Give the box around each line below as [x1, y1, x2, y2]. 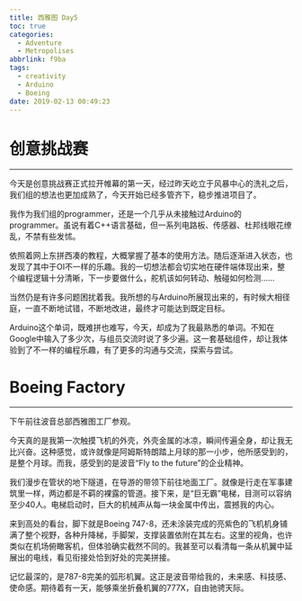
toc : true [9, 22, 47, 31]
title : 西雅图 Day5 [9, 13, 78, 22]
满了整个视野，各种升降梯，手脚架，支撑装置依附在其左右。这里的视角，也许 [9, 530, 293, 541]
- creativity [17, 72, 67, 81]
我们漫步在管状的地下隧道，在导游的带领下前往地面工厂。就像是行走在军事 [9, 477, 285, 488]
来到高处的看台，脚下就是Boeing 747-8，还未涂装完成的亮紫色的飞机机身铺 [9, 518, 289, 529]
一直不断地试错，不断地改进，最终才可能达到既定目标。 [24, 303, 230, 314]
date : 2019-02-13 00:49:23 [9, 96, 111, 106]
